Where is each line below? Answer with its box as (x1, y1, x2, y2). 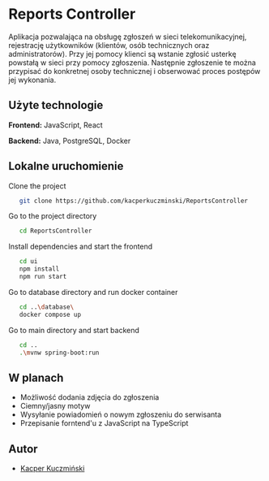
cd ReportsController (19, 227, 92, 236)
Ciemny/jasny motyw (19, 401, 91, 411)
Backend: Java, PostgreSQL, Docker (8, 136, 131, 145)
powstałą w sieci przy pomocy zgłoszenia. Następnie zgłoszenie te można (8, 58, 257, 67)
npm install (19, 265, 60, 273)
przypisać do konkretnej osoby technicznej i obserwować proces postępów (8, 66, 261, 76)
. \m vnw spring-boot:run (19, 349, 100, 357)
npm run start (19, 273, 67, 281)
